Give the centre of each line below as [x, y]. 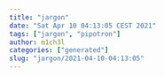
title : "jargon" [39, 17]
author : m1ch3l [37, 42]
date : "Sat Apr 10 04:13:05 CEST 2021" [83, 26]
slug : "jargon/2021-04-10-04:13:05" [77, 58]
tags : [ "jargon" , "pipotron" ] [65, 34]
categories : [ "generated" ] [59, 50]
